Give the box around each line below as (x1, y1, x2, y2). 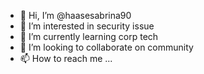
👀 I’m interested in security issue (19, 20, 155, 32)
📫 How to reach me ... (19, 53, 113, 64)
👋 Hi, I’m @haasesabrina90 (19, 10, 132, 21)
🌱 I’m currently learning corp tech (19, 31, 159, 42)
